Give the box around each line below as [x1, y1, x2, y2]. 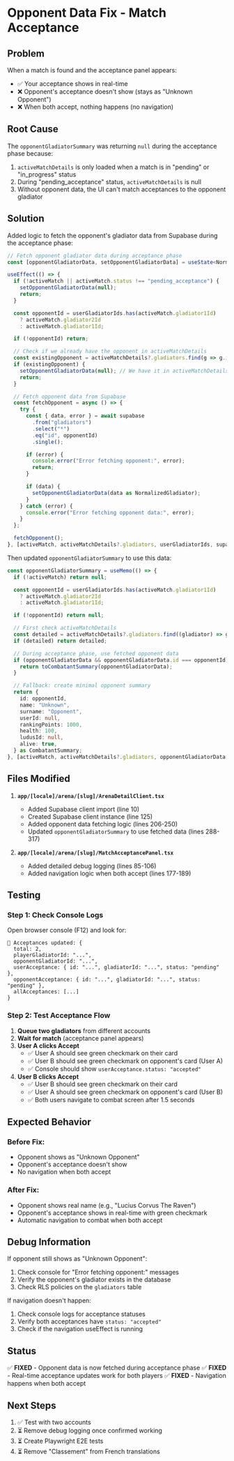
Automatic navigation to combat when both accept [17, 1216, 163, 1224]
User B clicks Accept [17, 1072, 79, 1081]
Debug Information [7, 1236, 91, 1247]
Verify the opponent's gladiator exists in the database [17, 1275, 171, 1284]
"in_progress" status [17, 170, 77, 179]
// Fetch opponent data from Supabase [13, 393, 127, 400]
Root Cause [7, 124, 59, 135]
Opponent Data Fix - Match [7, 5, 167, 21]
